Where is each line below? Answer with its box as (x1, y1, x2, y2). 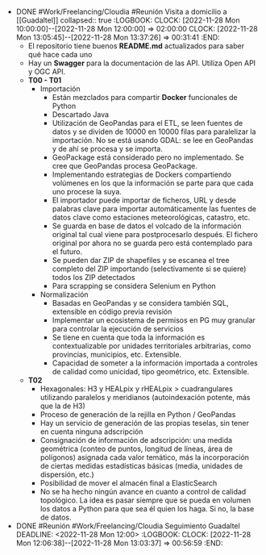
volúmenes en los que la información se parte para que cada (52, 178, 254, 188)
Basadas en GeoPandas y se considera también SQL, (52, 298, 229, 307)
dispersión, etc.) (39, 469, 94, 479)
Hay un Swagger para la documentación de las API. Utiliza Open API (27, 58, 256, 68)
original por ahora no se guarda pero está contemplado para (52, 238, 252, 248)
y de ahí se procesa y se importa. (52, 144, 163, 153)
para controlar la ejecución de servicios (52, 324, 184, 333)
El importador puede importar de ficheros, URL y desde (52, 195, 236, 205)
